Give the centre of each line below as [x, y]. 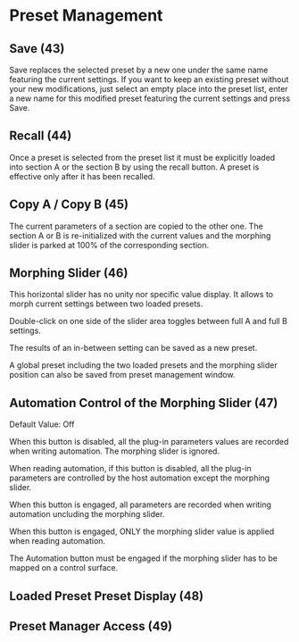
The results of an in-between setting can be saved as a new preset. [133, 348]
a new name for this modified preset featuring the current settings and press [150, 98]
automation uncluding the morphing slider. [87, 514]
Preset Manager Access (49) [91, 626]
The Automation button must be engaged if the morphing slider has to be [144, 558]
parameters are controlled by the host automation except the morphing [140, 478]
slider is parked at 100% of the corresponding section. [109, 245]
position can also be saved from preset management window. [122, 375]
